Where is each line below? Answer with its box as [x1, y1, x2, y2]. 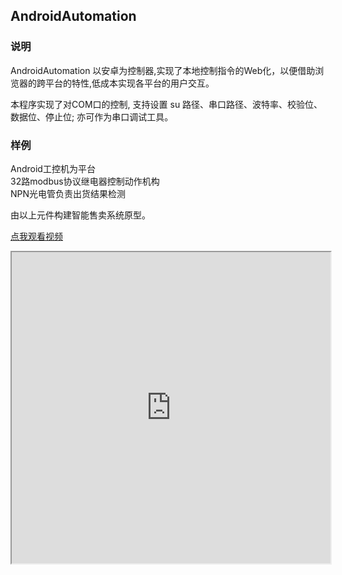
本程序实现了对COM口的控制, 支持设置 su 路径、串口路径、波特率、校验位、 [10, 98, 323, 110]
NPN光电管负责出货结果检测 [10, 187, 127, 199]
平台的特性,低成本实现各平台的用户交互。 [44, 77, 215, 89]
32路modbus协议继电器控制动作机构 [10, 175, 160, 187]
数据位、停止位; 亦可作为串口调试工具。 [10, 110, 174, 123]
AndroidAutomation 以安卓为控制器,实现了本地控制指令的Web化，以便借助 [10, 64, 316, 76]
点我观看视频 [10, 230, 63, 242]
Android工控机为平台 [10, 162, 96, 174]
